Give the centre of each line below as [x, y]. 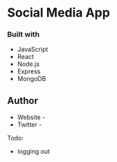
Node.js [28, 64]
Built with [24, 35]
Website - [31, 117]
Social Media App [59, 13]
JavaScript [33, 49]
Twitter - [29, 125]
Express [29, 71]
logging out [34, 152]
